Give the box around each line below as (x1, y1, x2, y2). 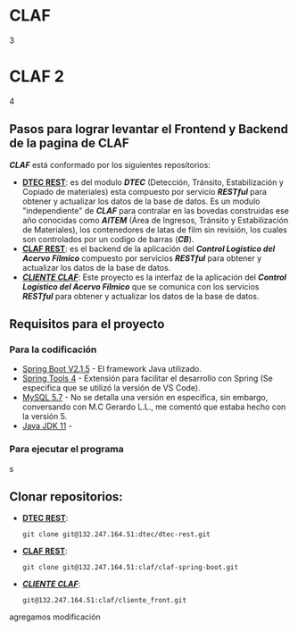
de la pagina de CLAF (9, 136, 129, 151)
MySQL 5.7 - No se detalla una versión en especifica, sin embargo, (21, 392, 269, 403)
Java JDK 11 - (21, 421, 73, 432)
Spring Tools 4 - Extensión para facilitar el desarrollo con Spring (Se (21, 373, 274, 384)
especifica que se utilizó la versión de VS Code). (21, 383, 201, 393)
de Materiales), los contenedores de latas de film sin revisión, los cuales (21, 224, 287, 235)
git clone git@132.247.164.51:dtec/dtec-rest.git (21, 530, 211, 539)
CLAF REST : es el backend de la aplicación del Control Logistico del (21, 243, 275, 254)
